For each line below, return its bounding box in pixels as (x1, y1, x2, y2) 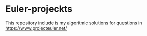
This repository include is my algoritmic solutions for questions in (5, 20, 142, 26)
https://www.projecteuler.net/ (5, 25, 67, 31)
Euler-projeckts (5, 3, 73, 15)
